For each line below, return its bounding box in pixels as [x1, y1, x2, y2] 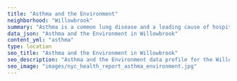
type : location [7, 43, 52, 50]
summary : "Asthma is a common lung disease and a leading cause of [7, 23, 210, 30]
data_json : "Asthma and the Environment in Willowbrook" [7, 30, 178, 37]
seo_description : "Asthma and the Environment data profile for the [7, 56, 213, 63]
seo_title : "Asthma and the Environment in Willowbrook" [7, 50, 178, 57]
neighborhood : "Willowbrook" [7, 17, 93, 24]
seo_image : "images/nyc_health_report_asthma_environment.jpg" [7, 63, 197, 70]
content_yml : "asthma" [7, 37, 74, 44]
